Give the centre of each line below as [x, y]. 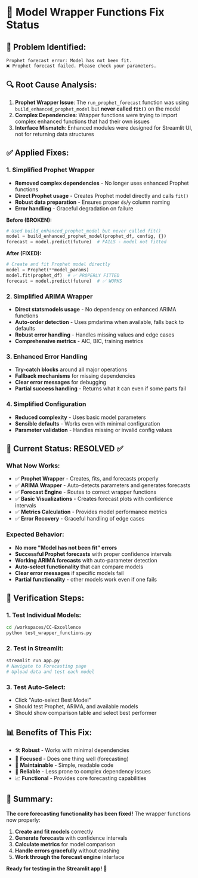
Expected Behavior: [35, 534]
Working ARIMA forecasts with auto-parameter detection [86, 560]
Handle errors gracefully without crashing [67, 851]
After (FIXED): [24, 253]
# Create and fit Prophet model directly [58, 264]
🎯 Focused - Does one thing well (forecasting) [72, 758]
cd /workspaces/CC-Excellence [44, 628]
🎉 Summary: [30, 799]
